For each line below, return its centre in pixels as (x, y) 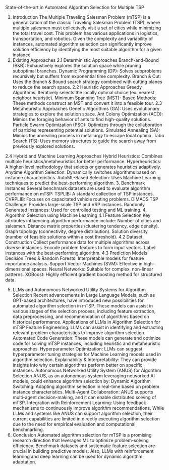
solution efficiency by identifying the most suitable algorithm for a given (87, 49)
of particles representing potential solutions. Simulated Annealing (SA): (86, 130)
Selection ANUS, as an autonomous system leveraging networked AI (83, 376)
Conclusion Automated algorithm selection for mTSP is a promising (82, 435)
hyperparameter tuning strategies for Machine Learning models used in (87, 354)
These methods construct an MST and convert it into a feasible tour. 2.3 (87, 103)
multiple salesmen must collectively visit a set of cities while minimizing (87, 28)
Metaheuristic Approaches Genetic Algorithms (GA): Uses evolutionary (86, 109)
